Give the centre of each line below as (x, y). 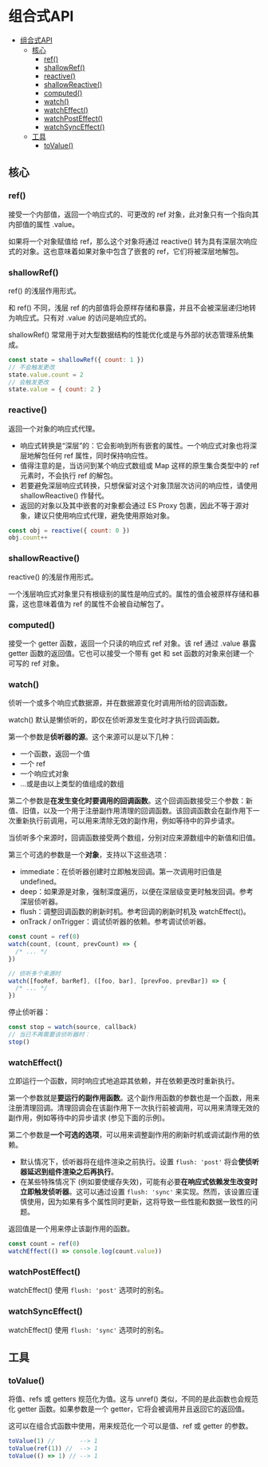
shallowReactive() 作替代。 (64, 495)
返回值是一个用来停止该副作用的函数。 (71, 1229)
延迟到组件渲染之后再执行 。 (72, 1172)
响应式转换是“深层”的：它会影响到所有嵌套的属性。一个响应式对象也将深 (138, 445)
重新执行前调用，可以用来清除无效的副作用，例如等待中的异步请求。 (127, 821)
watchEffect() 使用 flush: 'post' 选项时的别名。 (88, 1290)
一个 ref (33, 764)
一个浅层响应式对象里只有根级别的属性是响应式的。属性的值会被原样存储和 (130, 594)
